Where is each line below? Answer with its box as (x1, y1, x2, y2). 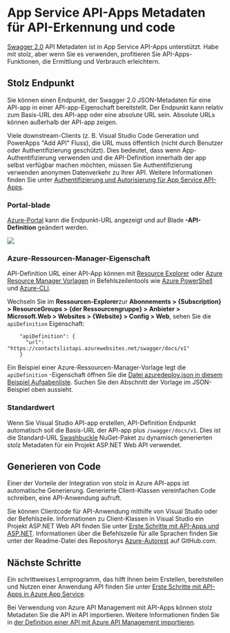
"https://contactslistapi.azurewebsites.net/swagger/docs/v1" (7, 345, 190, 352)
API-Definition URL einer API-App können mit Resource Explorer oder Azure (7, 269, 223, 278)
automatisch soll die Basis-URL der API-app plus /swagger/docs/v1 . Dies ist (7, 426, 221, 434)
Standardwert (7, 403, 55, 413)
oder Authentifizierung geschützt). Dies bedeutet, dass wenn (7, 146, 181, 154)
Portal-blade (7, 200, 50, 209)
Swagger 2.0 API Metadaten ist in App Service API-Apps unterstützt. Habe (7, 42, 219, 51)
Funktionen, (7, 57, 41, 65)
